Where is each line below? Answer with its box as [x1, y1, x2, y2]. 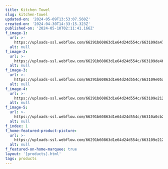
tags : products [5, 156, 37, 161]
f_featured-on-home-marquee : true [5, 147, 77, 152]
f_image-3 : [5, 68, 28, 73]
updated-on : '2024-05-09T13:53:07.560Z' [5, 16, 91, 21]
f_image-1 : [5, 30, 28, 35]
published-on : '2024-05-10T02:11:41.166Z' [5, 26, 95, 31]
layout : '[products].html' [5, 151, 61, 156]
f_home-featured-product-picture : [5, 128, 77, 133]
